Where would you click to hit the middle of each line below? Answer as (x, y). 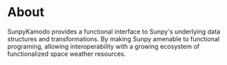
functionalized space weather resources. (67, 54)
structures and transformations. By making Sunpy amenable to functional (114, 38)
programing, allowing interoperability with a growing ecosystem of (104, 46)
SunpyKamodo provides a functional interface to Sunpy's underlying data (114, 31)
